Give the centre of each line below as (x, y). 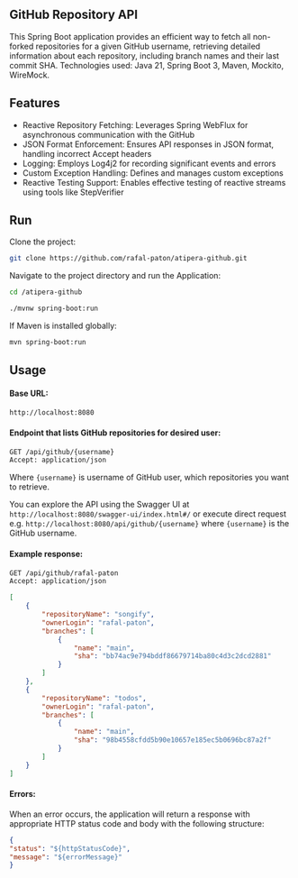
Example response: (46, 553)
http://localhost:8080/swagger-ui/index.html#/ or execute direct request (148, 514)
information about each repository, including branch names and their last (144, 55)
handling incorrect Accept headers (87, 153)
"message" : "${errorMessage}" (66, 857)
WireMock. (30, 75)
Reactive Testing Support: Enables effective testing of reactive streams (154, 182)
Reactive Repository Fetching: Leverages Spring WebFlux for (135, 124)
